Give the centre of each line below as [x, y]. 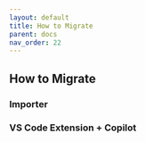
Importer [29, 104]
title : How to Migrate [51, 26]
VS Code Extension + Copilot [73, 128]
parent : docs [33, 34]
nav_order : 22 [36, 42]
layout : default [39, 17]
